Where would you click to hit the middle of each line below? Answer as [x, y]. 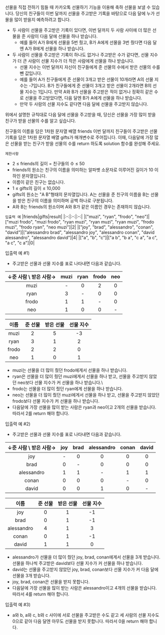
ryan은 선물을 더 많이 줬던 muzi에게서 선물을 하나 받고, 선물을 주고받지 [80, 376]
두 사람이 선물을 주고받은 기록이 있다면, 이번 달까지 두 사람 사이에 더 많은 [82, 30]
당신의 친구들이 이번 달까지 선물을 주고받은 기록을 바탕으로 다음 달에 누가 [85, 13]
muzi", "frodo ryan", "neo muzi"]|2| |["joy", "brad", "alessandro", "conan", [79, 227]
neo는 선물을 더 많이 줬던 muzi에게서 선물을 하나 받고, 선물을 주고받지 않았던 [86, 395]
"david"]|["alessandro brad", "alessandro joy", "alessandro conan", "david [80, 232]
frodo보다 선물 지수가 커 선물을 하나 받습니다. [56, 401]
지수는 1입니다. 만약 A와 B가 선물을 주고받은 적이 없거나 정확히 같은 [89, 92]
